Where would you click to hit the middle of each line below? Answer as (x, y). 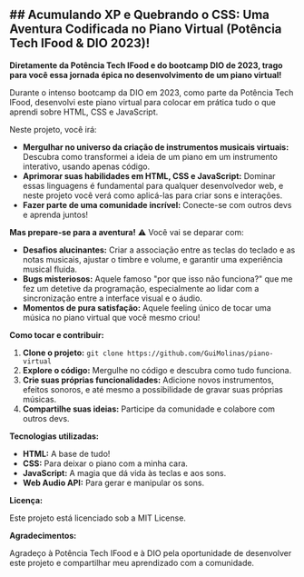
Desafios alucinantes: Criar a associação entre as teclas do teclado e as (159, 250)
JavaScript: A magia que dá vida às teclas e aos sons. (124, 473)
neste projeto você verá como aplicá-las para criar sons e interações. (152, 195)
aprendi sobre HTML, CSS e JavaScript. (84, 112)
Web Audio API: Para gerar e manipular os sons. (113, 482)
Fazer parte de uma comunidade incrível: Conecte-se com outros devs (157, 204)
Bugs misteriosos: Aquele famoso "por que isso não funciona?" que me (157, 279)
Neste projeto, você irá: (53, 129)
